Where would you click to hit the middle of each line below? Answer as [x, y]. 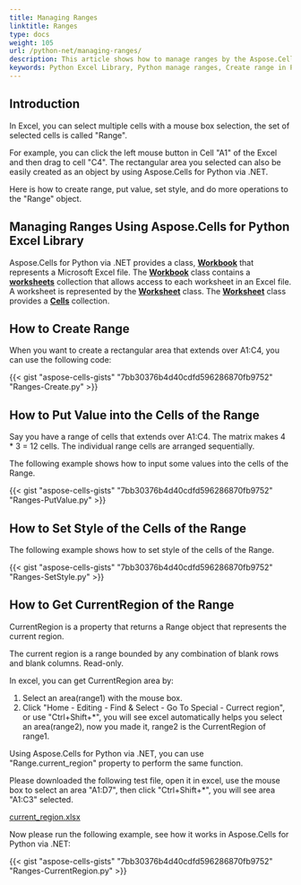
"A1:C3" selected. [41, 799]
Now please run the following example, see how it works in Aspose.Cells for [149, 834]
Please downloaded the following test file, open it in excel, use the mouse [145, 780]
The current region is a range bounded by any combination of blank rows [144, 653]
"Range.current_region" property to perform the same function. [126, 763]
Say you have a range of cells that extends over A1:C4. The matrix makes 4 [148, 437]
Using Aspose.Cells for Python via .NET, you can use [107, 753]
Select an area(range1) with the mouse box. [103, 697]
